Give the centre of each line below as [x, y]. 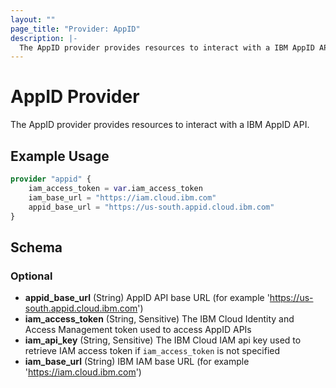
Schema [36, 247]
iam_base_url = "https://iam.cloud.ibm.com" [122, 197]
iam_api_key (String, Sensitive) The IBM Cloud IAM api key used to [163, 340]
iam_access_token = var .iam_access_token [115, 188]
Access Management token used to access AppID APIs [138, 330]
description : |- [44, 38]
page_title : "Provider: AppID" [75, 29]
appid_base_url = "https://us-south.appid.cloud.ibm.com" [151, 207]
